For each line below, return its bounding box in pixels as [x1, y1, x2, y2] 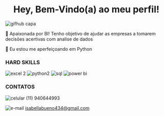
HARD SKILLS [5, 59, 40, 66]
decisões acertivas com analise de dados [5, 36, 94, 42]
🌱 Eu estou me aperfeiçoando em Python [5, 46, 93, 52]
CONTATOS [5, 83, 35, 90]
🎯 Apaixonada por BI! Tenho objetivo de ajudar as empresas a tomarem [5, 30, 156, 36]
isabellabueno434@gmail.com [25, 105, 90, 111]
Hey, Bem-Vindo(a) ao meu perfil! [13, 4, 159, 15]
